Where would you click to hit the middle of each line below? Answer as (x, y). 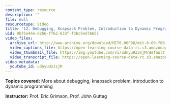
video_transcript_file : (35, 57)
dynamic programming (29, 86)
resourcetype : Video (27, 24)
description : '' (22, 15)
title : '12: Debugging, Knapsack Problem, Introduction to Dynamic (78, 29)
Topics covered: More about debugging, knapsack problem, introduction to (84, 81)
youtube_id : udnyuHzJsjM (36, 66)
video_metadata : (22, 62)
